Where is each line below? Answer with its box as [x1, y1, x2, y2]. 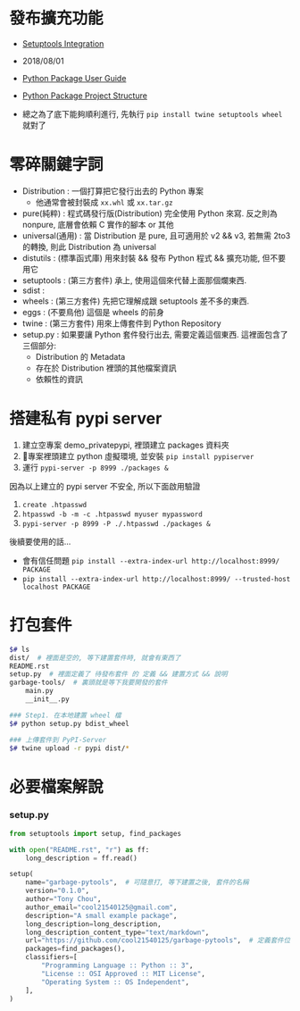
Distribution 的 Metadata [35, 351, 126, 362]
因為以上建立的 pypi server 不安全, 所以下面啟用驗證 [9, 480, 201, 491]
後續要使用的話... [9, 536, 71, 547]
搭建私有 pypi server [9, 408, 162, 429]
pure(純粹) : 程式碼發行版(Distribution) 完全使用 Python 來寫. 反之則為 [21, 207, 279, 219]
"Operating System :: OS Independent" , [41, 977, 190, 987]
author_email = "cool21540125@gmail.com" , [25, 903, 178, 912]
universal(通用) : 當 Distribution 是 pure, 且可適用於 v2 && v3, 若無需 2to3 [21, 230, 291, 241]
